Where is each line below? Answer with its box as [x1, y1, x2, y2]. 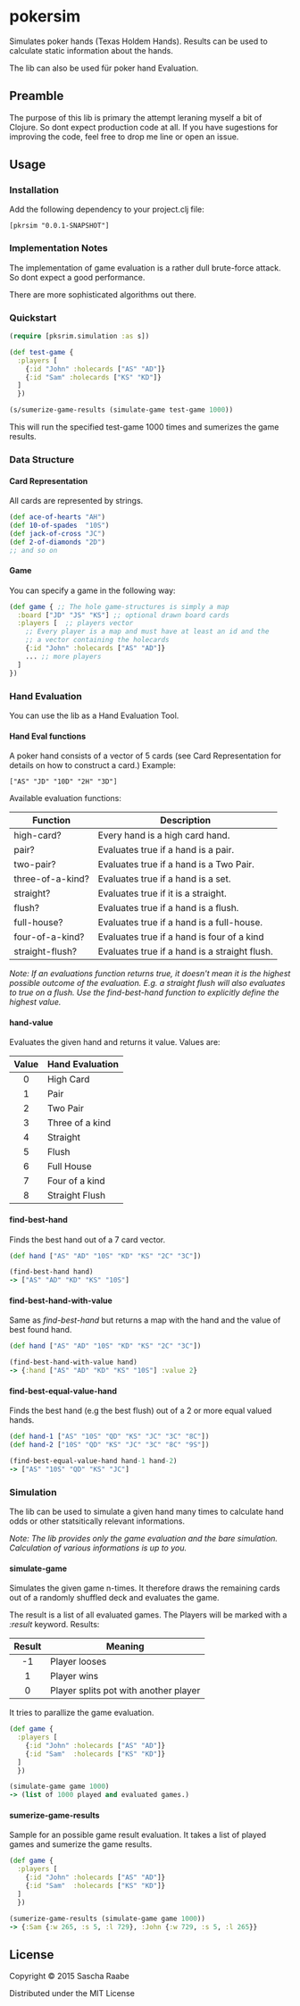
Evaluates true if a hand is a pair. [97, 844, 235, 857]
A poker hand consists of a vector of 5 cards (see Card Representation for [9, 750, 282, 761]
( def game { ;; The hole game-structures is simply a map [9, 602, 229, 611]
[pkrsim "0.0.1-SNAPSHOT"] [9, 221, 110, 230]
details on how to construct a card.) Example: [9, 760, 177, 771]
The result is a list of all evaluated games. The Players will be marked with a [9, 1609, 287, 1620]
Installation [9, 184, 60, 196]
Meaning [105, 1641, 145, 1653]
